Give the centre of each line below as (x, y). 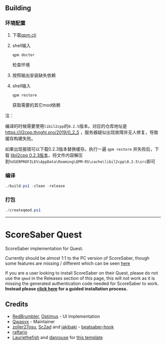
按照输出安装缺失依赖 (34, 75)
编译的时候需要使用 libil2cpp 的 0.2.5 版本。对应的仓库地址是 (66, 126)
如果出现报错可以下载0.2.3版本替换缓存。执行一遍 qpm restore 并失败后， (80, 149)
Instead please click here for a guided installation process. (66, 288)
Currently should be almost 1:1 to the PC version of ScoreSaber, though (77, 258)
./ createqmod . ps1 (23, 210)
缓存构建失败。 (20, 138)
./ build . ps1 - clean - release (35, 186)
